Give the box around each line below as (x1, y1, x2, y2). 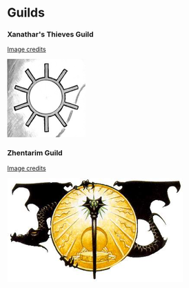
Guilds (7, 5, 45, 21)
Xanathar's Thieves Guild (7, 30, 94, 39)
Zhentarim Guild (7, 148, 63, 158)
